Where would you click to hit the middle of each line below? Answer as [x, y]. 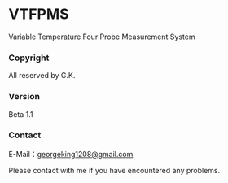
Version [24, 97]
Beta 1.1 [21, 114]
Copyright [29, 58]
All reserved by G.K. [42, 76]
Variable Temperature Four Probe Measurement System [102, 37]
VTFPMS [39, 14]
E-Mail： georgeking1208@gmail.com [71, 154]
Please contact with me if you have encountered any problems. [114, 170]
